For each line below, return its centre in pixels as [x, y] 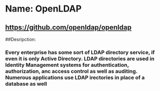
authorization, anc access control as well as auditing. [71, 71]
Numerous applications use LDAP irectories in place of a [75, 77]
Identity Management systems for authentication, [67, 65]
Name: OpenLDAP [43, 9]
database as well [26, 83]
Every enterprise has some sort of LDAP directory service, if [80, 52]
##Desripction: [21, 39]
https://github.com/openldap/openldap [68, 27]
